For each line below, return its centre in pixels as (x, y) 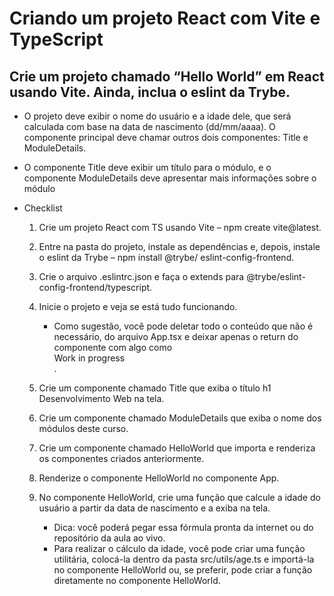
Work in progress (89, 358)
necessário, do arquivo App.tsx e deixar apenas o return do (176, 336)
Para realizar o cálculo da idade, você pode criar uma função (179, 548)
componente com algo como (113, 347)
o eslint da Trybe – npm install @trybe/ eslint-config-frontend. (166, 257)
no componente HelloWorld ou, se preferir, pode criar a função (183, 570)
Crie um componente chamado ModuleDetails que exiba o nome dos (180, 418)
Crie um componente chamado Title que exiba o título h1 (155, 388)
